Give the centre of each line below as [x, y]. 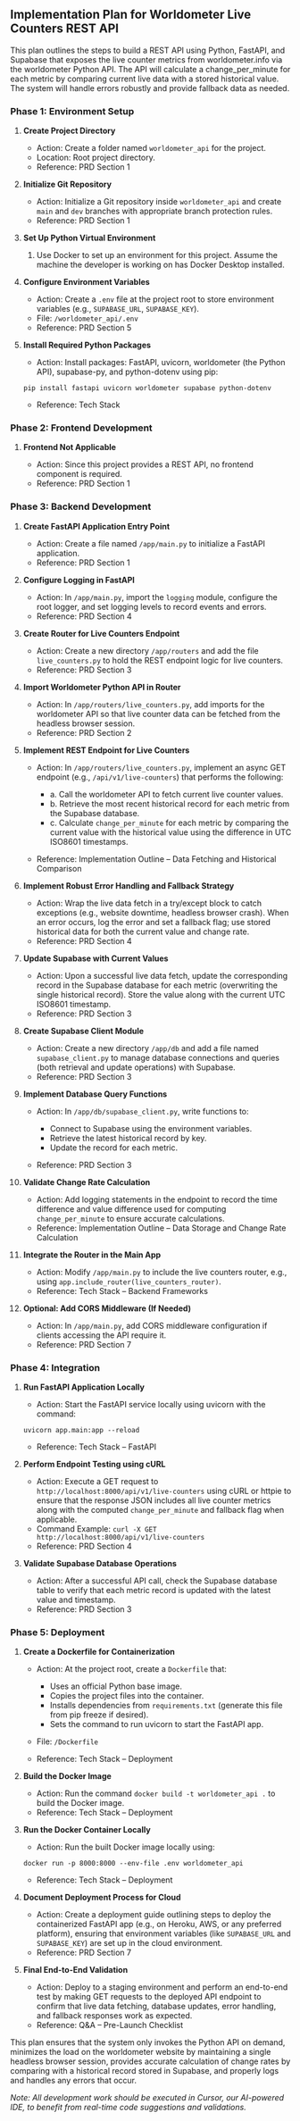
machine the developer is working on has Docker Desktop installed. [160, 265]
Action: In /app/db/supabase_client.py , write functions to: [142, 1111]
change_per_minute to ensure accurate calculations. [131, 1218]
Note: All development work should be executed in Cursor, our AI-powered [147, 2098]
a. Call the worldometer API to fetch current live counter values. [167, 794]
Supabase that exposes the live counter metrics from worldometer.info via [146, 59]
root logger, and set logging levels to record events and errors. [151, 606]
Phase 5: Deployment [58, 1632]
